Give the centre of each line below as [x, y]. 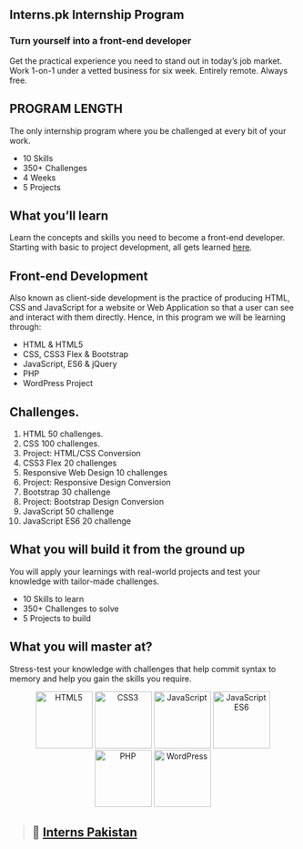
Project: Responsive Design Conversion [96, 482]
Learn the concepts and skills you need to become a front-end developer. [147, 238]
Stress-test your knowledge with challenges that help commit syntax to [143, 669]
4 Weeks [39, 178]
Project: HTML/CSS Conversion [81, 453]
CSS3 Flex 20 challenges [70, 463]
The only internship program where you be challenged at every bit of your [148, 130]
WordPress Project [58, 384]
